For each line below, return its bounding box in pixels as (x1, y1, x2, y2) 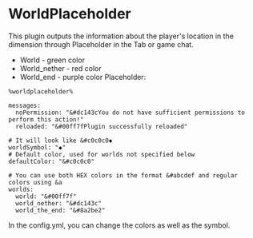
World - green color (19, 55, 86, 65)
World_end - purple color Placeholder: (19, 72, 147, 81)
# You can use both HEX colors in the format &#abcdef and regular (8, 171, 239, 180)
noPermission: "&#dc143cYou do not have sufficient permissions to (15, 109, 246, 117)
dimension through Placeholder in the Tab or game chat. (8, 39, 194, 49)
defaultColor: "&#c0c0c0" (8, 157, 94, 165)
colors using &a (8, 178, 62, 186)
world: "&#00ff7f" (15, 192, 78, 200)
